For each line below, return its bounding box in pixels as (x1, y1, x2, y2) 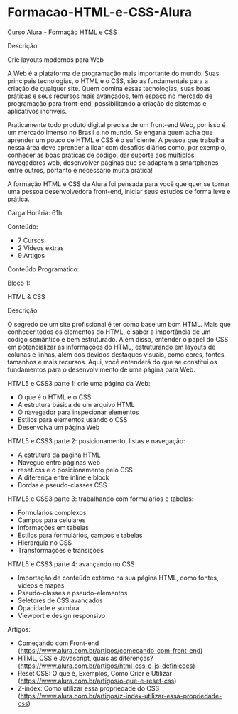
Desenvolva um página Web (17, 423, 100, 431)
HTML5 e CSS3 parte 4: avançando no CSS (7, 559, 135, 568)
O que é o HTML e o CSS (17, 392, 92, 401)
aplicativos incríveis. (7, 107, 67, 115)
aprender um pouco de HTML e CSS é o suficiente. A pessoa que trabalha (7, 136, 225, 144)
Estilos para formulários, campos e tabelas (17, 531, 143, 539)
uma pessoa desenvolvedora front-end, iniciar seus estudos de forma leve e (7, 187, 231, 195)
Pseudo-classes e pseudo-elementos (17, 588, 128, 597)
